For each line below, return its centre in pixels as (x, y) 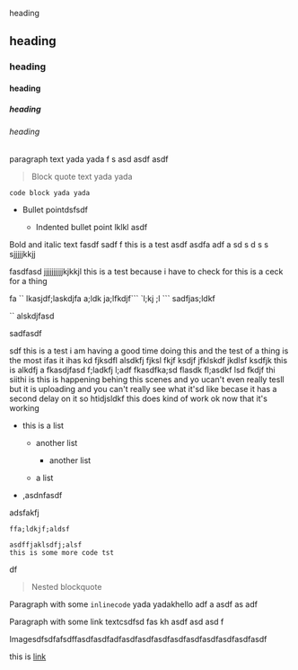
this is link (28, 657)
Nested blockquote (66, 587)
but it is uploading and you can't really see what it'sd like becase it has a (143, 389)
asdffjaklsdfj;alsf (46, 545)
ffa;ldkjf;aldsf (39, 530)
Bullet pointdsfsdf (55, 210)
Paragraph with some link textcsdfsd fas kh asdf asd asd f (117, 622)
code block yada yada (50, 193)
